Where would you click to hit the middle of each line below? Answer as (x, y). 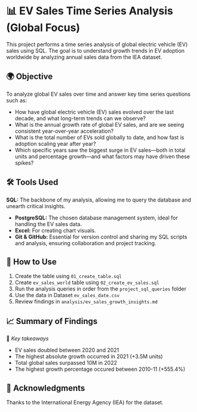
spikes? (24, 163)
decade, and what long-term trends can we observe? (80, 118)
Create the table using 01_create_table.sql (68, 276)
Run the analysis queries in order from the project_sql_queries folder (101, 289)
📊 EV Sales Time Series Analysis (90, 11)
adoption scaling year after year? (56, 144)
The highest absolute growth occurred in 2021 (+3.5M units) (89, 356)
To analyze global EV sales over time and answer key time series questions (98, 94)
